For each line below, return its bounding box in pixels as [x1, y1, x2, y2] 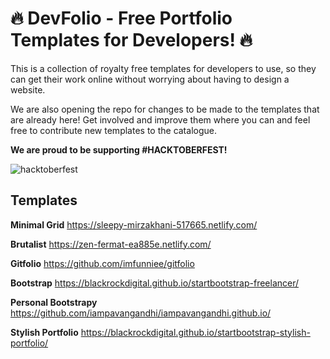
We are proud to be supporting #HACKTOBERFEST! [10, 143, 228, 156]
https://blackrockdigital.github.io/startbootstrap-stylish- [80, 326, 311, 338]
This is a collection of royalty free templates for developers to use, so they [10, 62, 317, 74]
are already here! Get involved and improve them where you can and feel [10, 113, 311, 126]
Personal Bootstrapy [10, 296, 98, 308]
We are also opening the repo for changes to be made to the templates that [10, 103, 320, 115]
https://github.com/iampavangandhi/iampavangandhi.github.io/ [10, 307, 272, 319]
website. [10, 83, 46, 96]
